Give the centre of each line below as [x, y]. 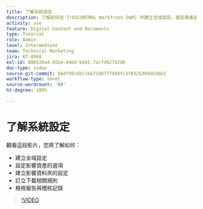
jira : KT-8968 [24, 57]
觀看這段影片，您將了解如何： [43, 145]
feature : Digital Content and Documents [58, 29]
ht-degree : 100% [27, 90]
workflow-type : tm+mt [34, 79]
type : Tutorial [25, 34]
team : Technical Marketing [40, 51]
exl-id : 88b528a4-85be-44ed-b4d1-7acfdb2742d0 [66, 62]
